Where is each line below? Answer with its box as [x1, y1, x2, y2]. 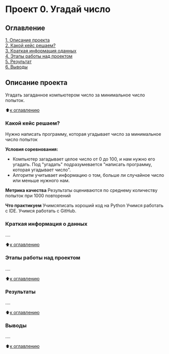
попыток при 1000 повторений [5, 193, 71, 199]
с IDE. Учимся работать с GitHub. [5, 208, 77, 214]
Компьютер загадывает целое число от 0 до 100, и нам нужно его [12, 156, 155, 162]
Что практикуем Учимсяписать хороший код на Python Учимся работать [5, 203, 164, 209]
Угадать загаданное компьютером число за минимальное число [5, 92, 145, 98]
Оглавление [5, 24, 45, 32]
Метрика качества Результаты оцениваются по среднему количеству [5, 187, 158, 193]
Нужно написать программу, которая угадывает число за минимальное [5, 131, 161, 137]
